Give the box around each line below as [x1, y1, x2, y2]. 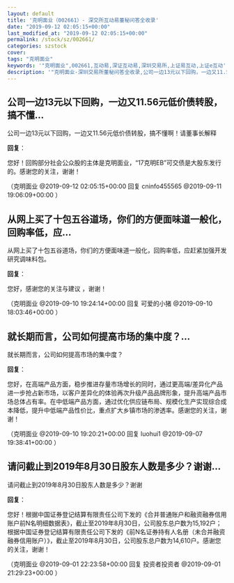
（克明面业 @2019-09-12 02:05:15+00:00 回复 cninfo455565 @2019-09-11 [7, 182, 221, 190]
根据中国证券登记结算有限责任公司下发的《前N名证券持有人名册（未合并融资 [7, 527, 226, 536]
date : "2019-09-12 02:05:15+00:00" [7, 23, 111, 30]
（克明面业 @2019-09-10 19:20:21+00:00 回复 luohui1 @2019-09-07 [7, 430, 203, 438]
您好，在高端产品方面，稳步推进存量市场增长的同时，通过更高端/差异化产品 [7, 379, 224, 388]
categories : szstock [7, 43, 68, 50]
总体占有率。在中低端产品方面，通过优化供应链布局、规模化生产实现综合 [13, 397, 221, 405]
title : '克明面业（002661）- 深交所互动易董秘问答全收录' [7, 17, 159, 24]
